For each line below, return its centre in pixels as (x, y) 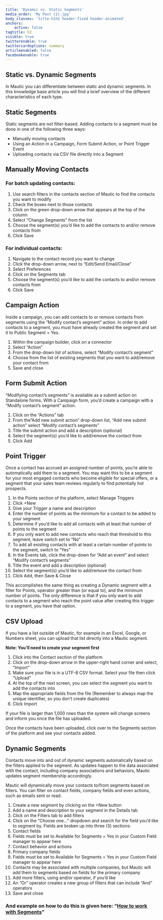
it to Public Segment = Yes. (33, 332)
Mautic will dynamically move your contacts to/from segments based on (78, 785)
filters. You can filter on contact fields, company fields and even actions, (78, 791)
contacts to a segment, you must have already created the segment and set (81, 327)
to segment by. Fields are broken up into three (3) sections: (72, 826)
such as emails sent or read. (34, 796)
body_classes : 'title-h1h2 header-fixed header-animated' (65, 19)
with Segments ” (25, 912)
